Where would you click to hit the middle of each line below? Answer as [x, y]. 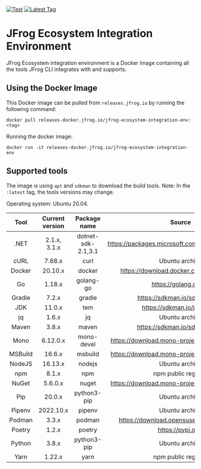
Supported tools [37, 171]
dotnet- [88, 236]
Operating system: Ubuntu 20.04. [47, 204]
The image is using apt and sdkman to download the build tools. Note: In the [98, 186]
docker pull [21, 120]
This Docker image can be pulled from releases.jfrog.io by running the [95, 103]
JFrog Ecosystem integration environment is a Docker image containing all [98, 62]
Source [181, 222]
